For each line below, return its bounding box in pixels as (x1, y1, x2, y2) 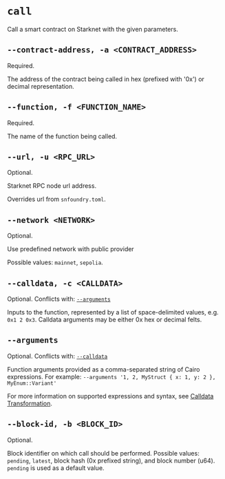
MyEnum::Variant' (7, 380, 57, 387)
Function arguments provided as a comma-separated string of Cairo (7, 365, 200, 373)
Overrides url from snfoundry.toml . (7, 195, 107, 204)
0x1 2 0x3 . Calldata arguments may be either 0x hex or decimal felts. (7, 315, 202, 323)
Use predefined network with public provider (7, 245, 134, 253)
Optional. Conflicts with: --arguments (7, 295, 111, 303)
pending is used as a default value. (7, 463, 105, 472)
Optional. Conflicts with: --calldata (7, 352, 108, 360)
